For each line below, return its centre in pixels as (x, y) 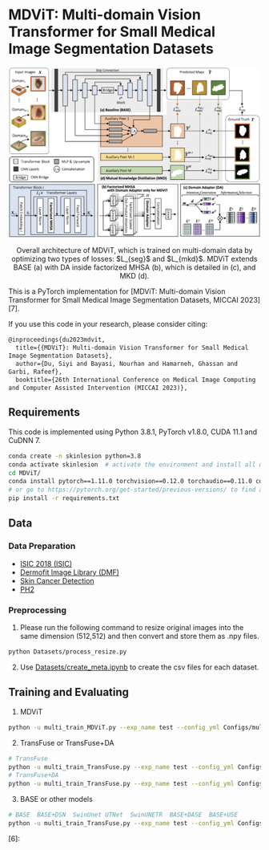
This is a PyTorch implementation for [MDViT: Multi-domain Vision (117, 291)
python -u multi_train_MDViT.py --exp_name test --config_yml (114, 727)
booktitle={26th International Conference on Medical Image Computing (136, 380)
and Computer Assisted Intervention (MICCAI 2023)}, (98, 388)
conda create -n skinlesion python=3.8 (75, 456)
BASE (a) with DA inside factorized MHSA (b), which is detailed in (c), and (134, 267)
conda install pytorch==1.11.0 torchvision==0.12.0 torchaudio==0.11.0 (130, 482)
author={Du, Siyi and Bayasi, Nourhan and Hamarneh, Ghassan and (127, 364)
